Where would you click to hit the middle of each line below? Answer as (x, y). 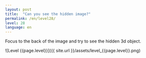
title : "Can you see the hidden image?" (48, 14)
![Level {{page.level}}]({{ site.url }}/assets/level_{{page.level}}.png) (73, 51)
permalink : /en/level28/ (30, 18)
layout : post (18, 9)
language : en (18, 28)
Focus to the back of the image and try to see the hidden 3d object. (73, 41)
